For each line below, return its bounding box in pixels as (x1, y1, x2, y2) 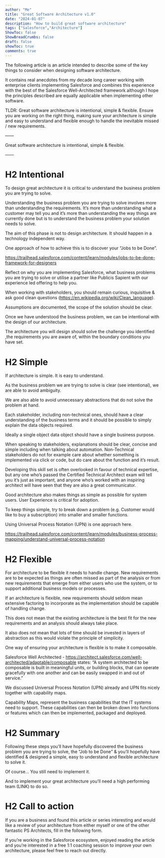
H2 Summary (5, 727, 60, 738)
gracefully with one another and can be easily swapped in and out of (5, 670, 145, 676)
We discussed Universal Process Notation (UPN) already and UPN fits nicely (5, 685, 160, 690)
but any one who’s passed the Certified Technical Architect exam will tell (5, 472, 152, 478)
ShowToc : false (5, 30, 36, 35)
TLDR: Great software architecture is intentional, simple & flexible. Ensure (5, 107, 154, 113)
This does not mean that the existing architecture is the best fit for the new (5, 615, 157, 621)
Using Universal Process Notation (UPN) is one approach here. (5, 521, 132, 527)
